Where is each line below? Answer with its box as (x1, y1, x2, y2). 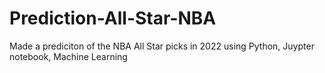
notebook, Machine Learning (9, 50, 128, 62)
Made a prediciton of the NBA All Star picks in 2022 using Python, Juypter (9, 40, 315, 52)
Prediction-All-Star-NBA (9, 7, 217, 30)
